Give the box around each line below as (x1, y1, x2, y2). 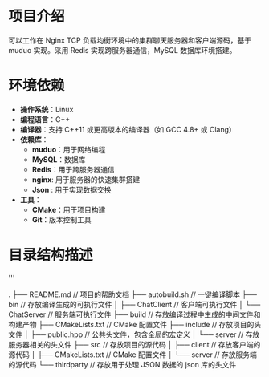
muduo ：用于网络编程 (31, 144, 106, 154)
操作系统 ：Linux (19, 104, 74, 114)
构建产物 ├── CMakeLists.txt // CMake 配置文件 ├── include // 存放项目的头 (8, 319, 262, 329)
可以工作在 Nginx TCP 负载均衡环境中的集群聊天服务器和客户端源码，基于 (8, 35, 252, 45)
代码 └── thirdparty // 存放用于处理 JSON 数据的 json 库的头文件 (22, 359, 237, 369)
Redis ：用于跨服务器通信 (31, 164, 115, 174)
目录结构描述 (8, 246, 94, 265)
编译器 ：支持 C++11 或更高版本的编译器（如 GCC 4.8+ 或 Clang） (19, 124, 237, 134)
